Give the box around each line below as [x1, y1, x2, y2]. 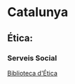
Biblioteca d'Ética [7, 69, 57, 77]
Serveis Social [7, 53, 57, 63]
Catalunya [7, 4, 69, 20]
